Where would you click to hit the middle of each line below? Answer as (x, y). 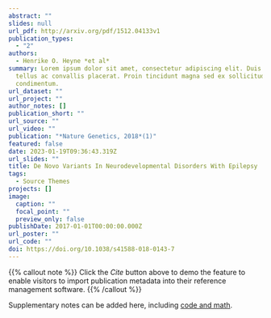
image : (19, 196)
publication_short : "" (46, 114)
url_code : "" (30, 242)
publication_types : (41, 38)
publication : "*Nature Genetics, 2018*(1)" (83, 136)
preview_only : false (50, 219)
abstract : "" (30, 16)
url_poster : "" (34, 234)
